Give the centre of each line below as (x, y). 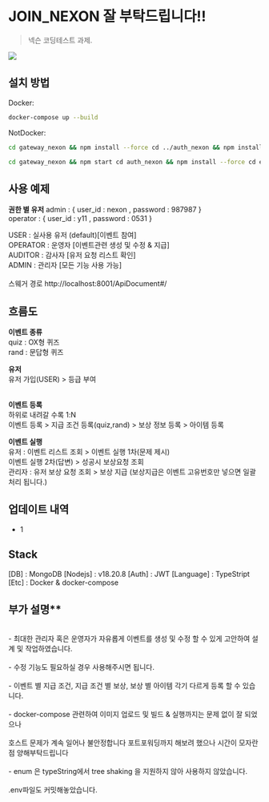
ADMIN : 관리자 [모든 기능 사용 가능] (65, 265)
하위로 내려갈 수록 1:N (42, 415)
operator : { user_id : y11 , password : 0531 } (80, 219)
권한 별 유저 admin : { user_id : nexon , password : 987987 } (105, 210)
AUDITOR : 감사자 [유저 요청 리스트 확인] (72, 255)
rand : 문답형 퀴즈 (36, 352)
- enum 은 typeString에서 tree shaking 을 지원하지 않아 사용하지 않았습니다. (128, 772)
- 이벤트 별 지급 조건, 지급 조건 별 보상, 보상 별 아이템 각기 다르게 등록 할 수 (124, 686)
